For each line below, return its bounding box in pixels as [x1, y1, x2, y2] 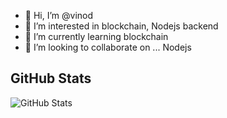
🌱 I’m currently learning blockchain [24, 31, 169, 42]
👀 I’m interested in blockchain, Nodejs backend [24, 20, 219, 32]
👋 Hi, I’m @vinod [24, 10, 94, 21]
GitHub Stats [10, 70, 92, 87]
